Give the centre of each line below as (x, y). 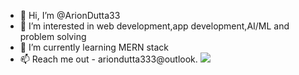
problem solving (53, 36)
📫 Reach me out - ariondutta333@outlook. (108, 59)
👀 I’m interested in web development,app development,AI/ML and (154, 26)
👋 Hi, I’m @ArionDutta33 (70, 15)
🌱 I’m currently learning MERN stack (94, 47)
